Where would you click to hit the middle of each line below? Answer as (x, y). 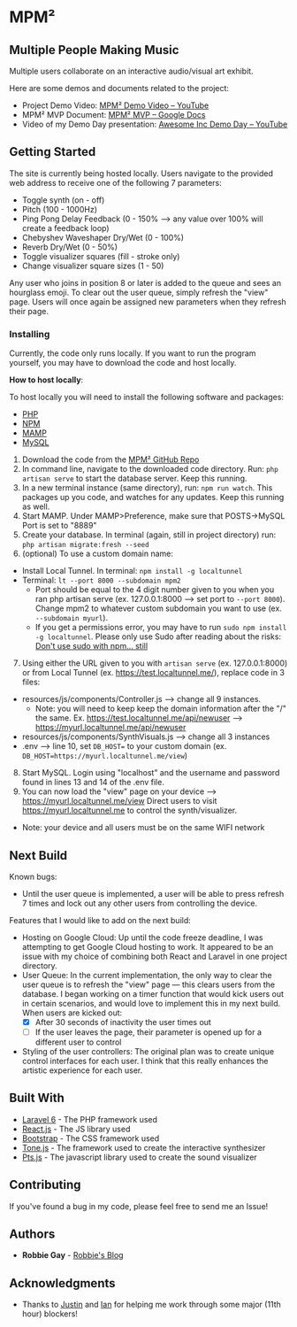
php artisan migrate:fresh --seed (85, 545)
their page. (29, 311)
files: (31, 682)
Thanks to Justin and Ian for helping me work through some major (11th (151, 1305)
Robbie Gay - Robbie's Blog (72, 1255)
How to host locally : (46, 380)
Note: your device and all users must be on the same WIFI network (143, 828)
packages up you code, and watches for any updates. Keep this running (153, 498)
